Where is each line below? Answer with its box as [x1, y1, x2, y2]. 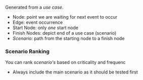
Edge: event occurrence [12, 20, 63, 25]
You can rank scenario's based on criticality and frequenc [5, 59, 126, 65]
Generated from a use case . [5, 5, 64, 10]
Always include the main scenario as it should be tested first [12, 69, 138, 75]
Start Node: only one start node [12, 25, 78, 31]
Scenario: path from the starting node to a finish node [12, 35, 125, 41]
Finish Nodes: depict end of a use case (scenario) [12, 30, 117, 36]
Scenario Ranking [5, 48, 50, 55]
